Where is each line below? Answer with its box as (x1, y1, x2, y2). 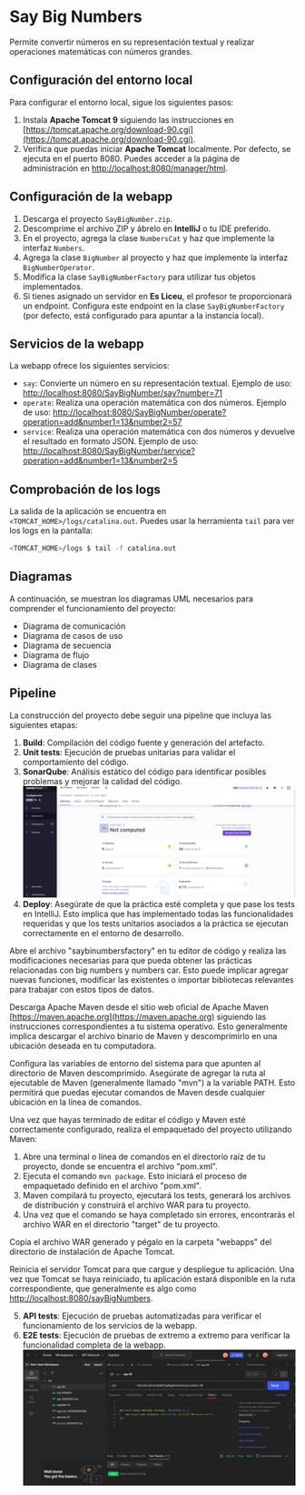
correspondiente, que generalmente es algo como (9, 1283, 197, 1294)
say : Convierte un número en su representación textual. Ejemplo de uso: (22, 378, 292, 389)
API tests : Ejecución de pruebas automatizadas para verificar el (22, 1310, 261, 1321)
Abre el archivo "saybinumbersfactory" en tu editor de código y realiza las (9, 944, 287, 956)
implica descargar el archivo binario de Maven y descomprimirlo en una (9, 1030, 278, 1041)
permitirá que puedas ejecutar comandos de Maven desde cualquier (9, 1086, 266, 1097)
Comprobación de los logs (9, 481, 161, 497)
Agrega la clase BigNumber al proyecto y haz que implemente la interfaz (22, 252, 289, 263)
